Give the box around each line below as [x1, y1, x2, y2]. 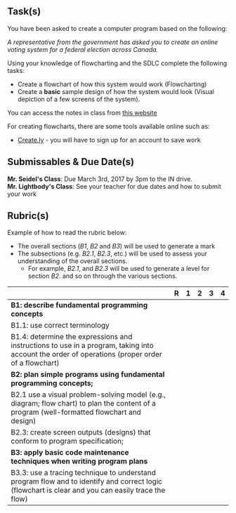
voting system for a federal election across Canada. [7, 45, 159, 53]
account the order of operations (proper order [11, 349, 163, 359]
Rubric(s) [7, 210, 49, 222]
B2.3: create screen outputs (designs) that [11, 427, 151, 437]
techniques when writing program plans [11, 456, 148, 466]
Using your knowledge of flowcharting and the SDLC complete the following [7, 59, 228, 67]
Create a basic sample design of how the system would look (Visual [17, 87, 214, 95]
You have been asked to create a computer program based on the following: [7, 24, 228, 32]
